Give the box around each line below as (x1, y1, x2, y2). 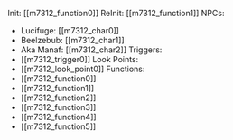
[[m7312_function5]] (20, 121, 97, 132)
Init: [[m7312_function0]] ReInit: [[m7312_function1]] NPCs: (7, 8, 225, 18)
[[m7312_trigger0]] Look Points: (20, 54, 139, 64)
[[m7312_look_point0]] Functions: (20, 63, 145, 74)
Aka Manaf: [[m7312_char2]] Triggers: (20, 44, 163, 55)
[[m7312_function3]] (20, 102, 97, 112)
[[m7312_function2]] (20, 92, 97, 103)
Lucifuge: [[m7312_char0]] (20, 25, 120, 35)
